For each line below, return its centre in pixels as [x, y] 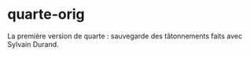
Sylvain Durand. [33, 44]
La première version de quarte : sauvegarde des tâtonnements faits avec [125, 36]
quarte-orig [46, 14]
